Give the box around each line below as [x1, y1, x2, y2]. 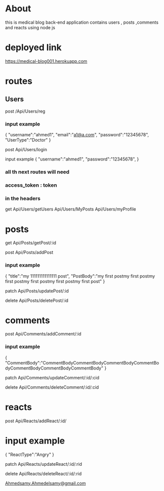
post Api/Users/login [5, 147, 47, 153]
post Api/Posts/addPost [5, 249, 53, 255]
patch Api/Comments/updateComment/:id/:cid [5, 374, 100, 380]
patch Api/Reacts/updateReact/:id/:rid [5, 461, 82, 467]
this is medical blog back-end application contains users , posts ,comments [5, 19, 159, 25]
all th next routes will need [5, 168, 70, 175]
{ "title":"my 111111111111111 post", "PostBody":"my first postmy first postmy [5, 273, 155, 279]
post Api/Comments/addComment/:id [5, 331, 82, 337]
